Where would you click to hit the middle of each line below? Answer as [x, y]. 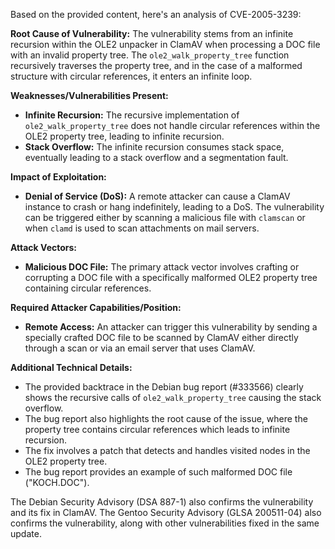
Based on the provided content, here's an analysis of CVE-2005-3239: [156, 14]
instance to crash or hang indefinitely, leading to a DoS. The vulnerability [174, 207]
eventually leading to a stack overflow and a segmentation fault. [156, 157]
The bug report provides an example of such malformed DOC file [158, 472]
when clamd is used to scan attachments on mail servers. [142, 228]
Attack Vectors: [44, 247]
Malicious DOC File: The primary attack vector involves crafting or [162, 267]
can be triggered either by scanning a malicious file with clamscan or [165, 217]
